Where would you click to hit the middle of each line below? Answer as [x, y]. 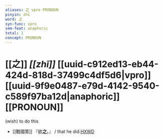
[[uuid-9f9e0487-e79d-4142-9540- [82, 86]
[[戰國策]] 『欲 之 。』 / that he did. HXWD [53, 131]
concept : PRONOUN [23, 38]
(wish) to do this [22, 121]
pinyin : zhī [18, 15]
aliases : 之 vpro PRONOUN [32, 10]
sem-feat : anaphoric [27, 29]
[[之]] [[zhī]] [31, 64]
